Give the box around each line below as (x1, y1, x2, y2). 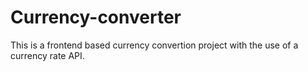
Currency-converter (10, 6, 182, 29)
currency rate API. (10, 49, 85, 61)
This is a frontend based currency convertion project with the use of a (10, 39, 299, 51)
